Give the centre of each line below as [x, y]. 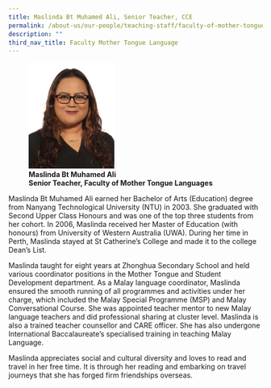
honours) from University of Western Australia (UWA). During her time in [128, 233]
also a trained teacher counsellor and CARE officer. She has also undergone [134, 325]
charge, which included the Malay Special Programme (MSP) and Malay [127, 300]
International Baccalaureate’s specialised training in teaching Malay [120, 334]
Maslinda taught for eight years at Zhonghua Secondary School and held [129, 266]
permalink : [27, 25]
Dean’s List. [27, 250]
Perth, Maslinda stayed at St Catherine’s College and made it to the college [132, 241]
